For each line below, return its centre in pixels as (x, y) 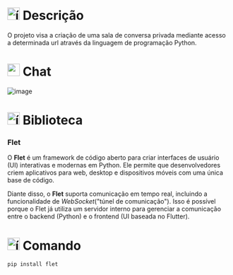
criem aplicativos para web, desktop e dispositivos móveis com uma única (115, 172)
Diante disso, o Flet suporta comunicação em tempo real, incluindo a (107, 194)
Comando (52, 246)
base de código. (31, 180)
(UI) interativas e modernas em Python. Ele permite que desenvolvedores (114, 165)
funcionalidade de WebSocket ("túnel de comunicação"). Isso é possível (112, 201)
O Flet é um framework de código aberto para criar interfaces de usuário (113, 158)
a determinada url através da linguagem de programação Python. (102, 42)
